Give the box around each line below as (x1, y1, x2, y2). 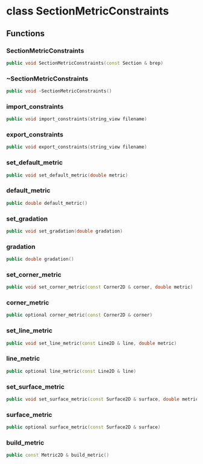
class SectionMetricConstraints (6, 4, 169, 18)
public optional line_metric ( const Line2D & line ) (6, 368, 137, 374)
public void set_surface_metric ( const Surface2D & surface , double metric (6, 396, 199, 402)
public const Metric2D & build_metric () (6, 452, 110, 459)
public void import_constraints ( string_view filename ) (6, 116, 147, 122)
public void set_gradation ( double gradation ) (6, 228, 123, 234)
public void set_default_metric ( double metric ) (6, 172, 129, 178)
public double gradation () (6, 256, 74, 262)
